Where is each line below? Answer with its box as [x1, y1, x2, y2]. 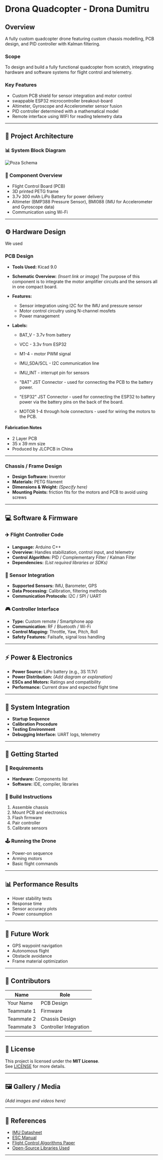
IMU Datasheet [12, 1130, 42, 1136]
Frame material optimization [12, 958, 68, 964]
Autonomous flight [12, 948, 49, 954]
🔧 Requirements [5, 765, 44, 771]
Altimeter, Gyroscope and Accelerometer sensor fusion [12, 103, 123, 109]
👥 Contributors [5, 977, 51, 985]
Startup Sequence [12, 716, 50, 722]
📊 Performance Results [5, 880, 79, 888]
